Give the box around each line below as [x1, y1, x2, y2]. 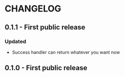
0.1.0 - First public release [5, 63, 87, 72]
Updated [5, 38, 26, 45]
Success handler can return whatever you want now [12, 49, 120, 55]
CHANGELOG [5, 3, 61, 14]
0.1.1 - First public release [5, 23, 86, 31]
